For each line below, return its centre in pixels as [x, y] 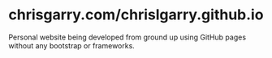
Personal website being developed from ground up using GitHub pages [127, 37]
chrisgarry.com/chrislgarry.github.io [136, 15]
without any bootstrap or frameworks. [72, 45]
